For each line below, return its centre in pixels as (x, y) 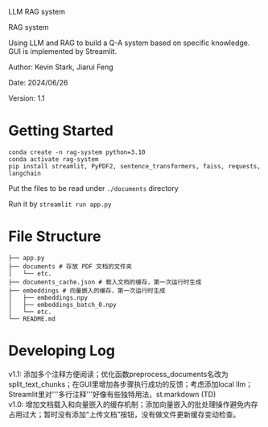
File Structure (55, 236)
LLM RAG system (37, 12)
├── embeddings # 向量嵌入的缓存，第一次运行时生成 (87, 290)
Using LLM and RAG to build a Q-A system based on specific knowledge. (129, 43)
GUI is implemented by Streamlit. (63, 51)
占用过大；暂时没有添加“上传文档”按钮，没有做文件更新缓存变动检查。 (124, 414)
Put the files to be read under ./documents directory (93, 188)
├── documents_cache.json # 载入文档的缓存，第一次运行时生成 (105, 282)
